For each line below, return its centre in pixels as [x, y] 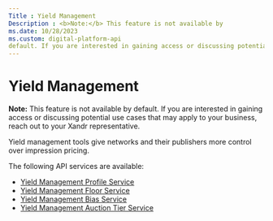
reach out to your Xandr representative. [74, 126]
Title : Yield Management [52, 16]
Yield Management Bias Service [74, 199]
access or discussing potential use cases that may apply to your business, [133, 118]
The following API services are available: [76, 167]
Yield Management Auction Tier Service [87, 208]
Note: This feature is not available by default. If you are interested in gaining [136, 109]
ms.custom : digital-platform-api [65, 39]
